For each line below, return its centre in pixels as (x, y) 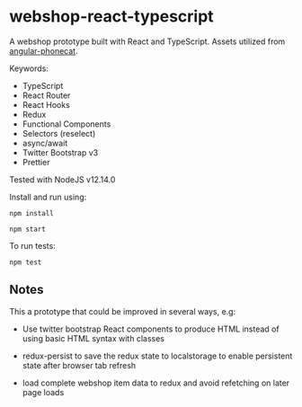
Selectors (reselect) (59, 133)
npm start (28, 229)
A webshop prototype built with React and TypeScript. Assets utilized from (147, 41)
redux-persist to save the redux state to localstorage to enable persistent (157, 356)
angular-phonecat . (44, 50)
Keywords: (29, 68)
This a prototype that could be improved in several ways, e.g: (123, 311)
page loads (43, 392)
